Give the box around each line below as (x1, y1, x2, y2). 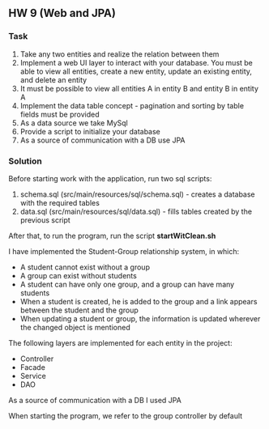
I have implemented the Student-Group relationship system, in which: (8, 246, 240, 256)
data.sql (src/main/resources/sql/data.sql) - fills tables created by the (19, 206, 253, 216)
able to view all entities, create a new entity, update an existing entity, (19, 66, 253, 76)
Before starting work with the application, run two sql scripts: (8, 173, 212, 183)
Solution (8, 155, 43, 167)
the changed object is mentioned (19, 322, 131, 332)
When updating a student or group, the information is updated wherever (19, 313, 261, 323)
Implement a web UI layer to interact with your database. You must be (19, 57, 254, 67)
